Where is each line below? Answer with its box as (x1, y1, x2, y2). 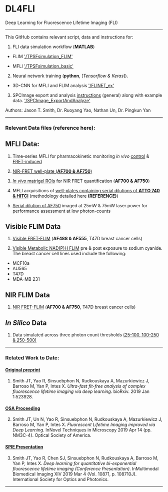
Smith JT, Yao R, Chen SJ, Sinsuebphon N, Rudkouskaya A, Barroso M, (12, 455, 159, 461)
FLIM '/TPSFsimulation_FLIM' (12, 53, 73, 59)
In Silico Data (5, 318, 47, 327)
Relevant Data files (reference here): (5, 124, 95, 131)
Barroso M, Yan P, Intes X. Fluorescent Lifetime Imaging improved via (12, 421, 155, 428)
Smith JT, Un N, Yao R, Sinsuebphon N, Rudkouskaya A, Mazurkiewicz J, (12, 416, 162, 422)
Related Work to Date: (5, 354, 59, 361)
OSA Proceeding (5, 405, 40, 411)
